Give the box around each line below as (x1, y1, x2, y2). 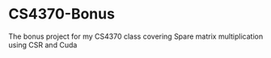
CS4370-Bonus (8, 5, 116, 23)
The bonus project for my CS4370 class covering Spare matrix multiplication (8, 31, 264, 41)
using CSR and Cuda (8, 39, 78, 49)
